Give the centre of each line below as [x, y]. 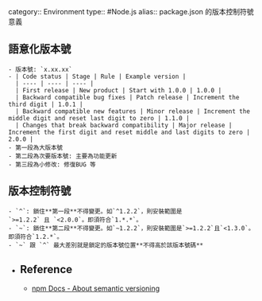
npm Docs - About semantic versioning [96, 288]
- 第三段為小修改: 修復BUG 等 [52, 164]
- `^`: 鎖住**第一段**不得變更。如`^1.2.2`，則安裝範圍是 [95, 211]
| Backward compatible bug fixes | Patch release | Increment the [127, 97]
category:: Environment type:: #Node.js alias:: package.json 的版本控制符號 [131, 12]
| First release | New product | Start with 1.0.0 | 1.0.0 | [119, 90]
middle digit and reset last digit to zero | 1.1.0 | [99, 118]
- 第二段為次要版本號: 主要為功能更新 [63, 156]
